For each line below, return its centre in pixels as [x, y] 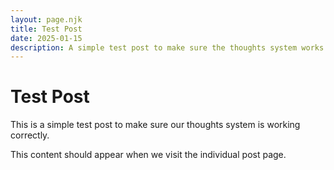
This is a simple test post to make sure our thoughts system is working [155, 125]
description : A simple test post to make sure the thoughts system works [167, 47]
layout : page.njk [46, 19]
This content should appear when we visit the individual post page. [148, 155]
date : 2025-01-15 [46, 38]
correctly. [30, 135]
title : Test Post [46, 29]
